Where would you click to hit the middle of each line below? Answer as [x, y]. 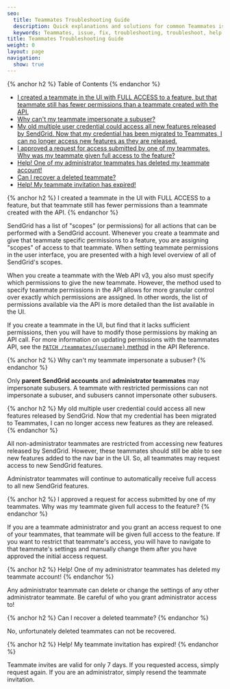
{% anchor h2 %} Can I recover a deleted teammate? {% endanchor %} [108, 618]
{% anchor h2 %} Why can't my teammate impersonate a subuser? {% [107, 360]
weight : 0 [21, 45]
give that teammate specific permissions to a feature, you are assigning [108, 240]
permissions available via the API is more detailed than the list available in [111, 304]
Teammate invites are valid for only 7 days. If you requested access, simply [113, 664]
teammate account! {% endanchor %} [61, 577]
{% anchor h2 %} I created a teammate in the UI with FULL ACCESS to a [109, 198]
